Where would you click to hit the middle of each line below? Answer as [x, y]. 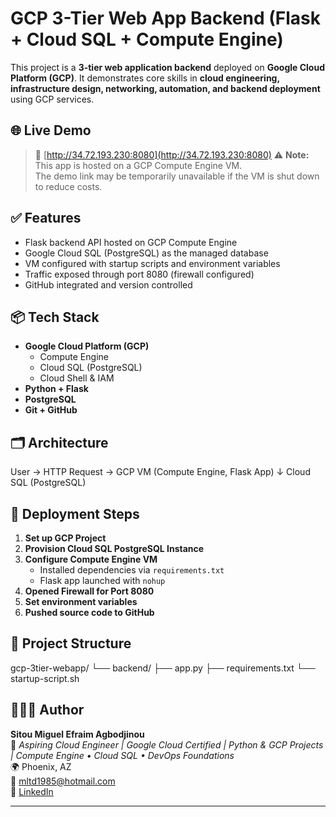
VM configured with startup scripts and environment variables [152, 263]
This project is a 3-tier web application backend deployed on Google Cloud [168, 67]
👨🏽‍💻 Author [47, 710]
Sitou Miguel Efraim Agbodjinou [77, 734]
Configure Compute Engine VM [91, 559]
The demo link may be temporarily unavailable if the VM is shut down [177, 176]
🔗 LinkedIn [32, 791]
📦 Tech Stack [55, 317]
